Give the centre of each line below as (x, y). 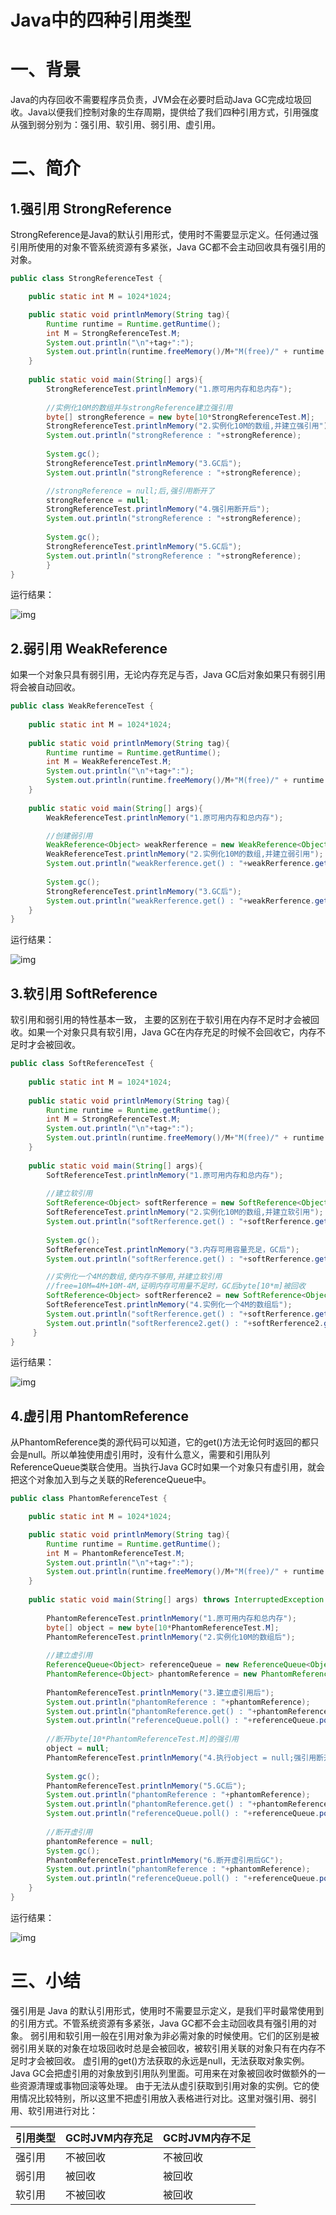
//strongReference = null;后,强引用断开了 (130, 491)
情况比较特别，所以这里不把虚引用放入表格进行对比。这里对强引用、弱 (163, 2098)
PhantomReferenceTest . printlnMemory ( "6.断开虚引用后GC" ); (165, 1860)
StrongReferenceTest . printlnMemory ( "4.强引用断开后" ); (158, 509)
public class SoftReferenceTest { (82, 1064)
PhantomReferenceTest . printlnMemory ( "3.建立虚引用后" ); (160, 1692)
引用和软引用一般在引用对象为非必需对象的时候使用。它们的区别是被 (179, 2035)
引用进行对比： (67, 2110)
